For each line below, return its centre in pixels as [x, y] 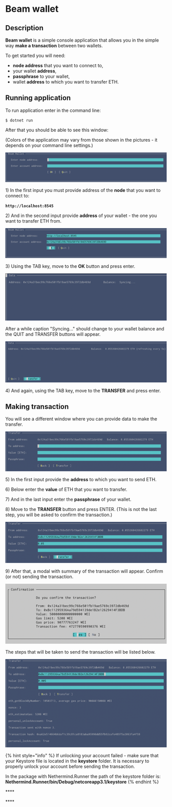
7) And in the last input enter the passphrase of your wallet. [68, 499]
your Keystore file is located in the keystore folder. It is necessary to [77, 761]
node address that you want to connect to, [58, 65]
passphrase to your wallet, [41, 76]
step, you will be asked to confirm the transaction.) [59, 515]
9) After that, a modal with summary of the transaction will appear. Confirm [84, 571]
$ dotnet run [19, 120]
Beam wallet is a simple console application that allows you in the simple [82, 40]
